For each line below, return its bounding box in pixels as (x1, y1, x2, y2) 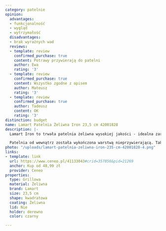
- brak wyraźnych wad (9, 40, 54, 45)
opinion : (5, 12, 23, 17)
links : (5, 149, 19, 155)
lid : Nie (9, 205, 28, 210)
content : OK (14, 108, 39, 114)
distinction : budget (5, 117, 48, 123)
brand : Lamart (9, 186, 39, 191)
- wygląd (9, 26, 28, 31)
